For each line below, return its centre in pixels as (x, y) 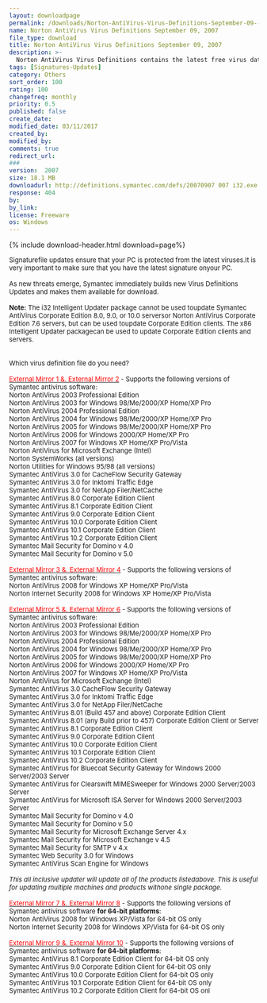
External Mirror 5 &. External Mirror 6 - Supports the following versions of (120, 610)
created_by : (29, 133)
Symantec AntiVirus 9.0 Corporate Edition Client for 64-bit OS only (110, 967)
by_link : (23, 207)
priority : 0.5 (32, 104)
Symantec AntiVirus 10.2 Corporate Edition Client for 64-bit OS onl (110, 991)
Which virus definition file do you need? (69, 363)
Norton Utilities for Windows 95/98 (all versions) (82, 467)
